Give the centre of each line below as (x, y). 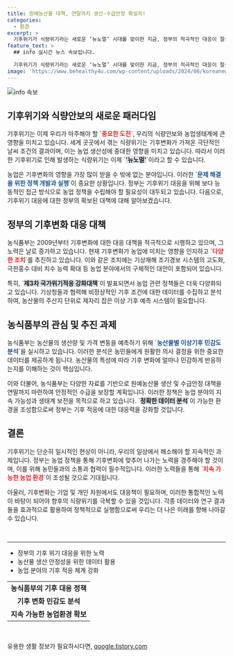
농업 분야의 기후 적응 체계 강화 (58, 570)
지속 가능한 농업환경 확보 (49, 614)
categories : (24, 20)
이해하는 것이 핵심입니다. (59, 369)
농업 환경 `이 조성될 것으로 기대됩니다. (70, 477)
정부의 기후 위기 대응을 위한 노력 (61, 553)
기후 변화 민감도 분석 (49, 601)
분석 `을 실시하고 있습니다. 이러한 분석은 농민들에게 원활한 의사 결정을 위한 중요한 (115, 352)
